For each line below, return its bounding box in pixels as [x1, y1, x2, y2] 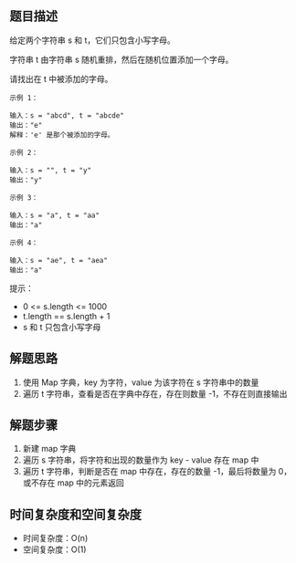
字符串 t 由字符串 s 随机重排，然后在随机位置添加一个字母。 [9, 54, 234, 65]
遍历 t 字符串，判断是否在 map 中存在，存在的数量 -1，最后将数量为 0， [22, 466, 292, 477]
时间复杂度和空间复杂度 [9, 506, 142, 522]
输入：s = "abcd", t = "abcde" [9, 110, 125, 120]
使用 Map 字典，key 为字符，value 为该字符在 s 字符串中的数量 [22, 377, 259, 388]
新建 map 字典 [22, 443, 77, 454]
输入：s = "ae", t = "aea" [9, 255, 108, 265]
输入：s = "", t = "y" [9, 165, 92, 175]
